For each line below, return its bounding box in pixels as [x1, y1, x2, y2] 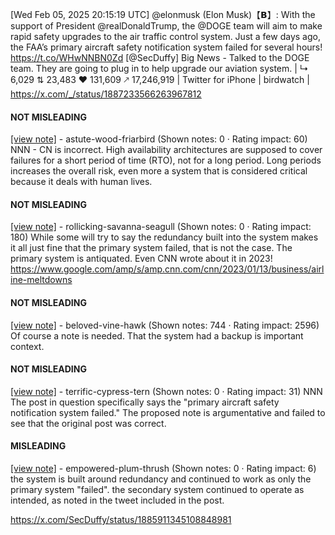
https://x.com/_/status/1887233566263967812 [10, 88, 202, 100]
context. [10, 340, 45, 352]
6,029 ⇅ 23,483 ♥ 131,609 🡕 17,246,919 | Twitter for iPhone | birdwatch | [10, 74, 310, 85]
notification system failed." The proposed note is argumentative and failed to [10, 406, 326, 418]
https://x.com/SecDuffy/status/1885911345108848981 [10, 514, 232, 526]
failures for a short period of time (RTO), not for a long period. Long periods [10, 154, 322, 167]
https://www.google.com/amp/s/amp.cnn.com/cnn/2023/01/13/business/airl [10, 263, 325, 275]
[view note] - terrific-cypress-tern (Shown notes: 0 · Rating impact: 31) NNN [10, 385, 323, 397]
